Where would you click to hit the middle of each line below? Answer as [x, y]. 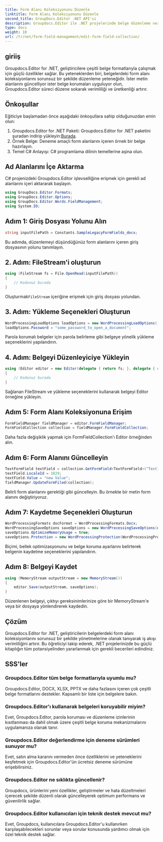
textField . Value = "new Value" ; [38, 478]
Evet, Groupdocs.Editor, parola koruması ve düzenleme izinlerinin [70, 717]
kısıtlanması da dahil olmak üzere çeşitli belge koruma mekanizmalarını [76, 722]
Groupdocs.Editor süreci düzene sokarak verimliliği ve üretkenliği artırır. [76, 89]
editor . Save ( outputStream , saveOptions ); [56, 587]
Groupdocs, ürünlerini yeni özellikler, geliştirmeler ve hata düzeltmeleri [75, 790]
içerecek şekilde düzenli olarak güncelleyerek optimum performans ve [75, 796]
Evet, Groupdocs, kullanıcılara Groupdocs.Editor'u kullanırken [66, 824]
